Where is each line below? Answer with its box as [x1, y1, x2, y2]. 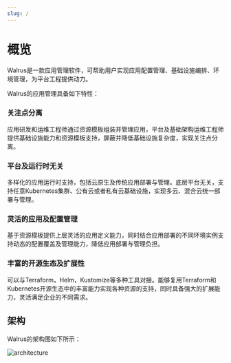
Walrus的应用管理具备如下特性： [7, 89, 100, 97]
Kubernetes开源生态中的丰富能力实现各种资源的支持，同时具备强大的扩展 [7, 284, 214, 293]
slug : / [7, 10, 30, 17]
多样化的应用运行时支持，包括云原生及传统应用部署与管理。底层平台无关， [7, 178, 218, 187]
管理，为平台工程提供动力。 [12, 74, 91, 83]
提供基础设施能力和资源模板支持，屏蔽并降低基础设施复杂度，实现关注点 [7, 134, 212, 142]
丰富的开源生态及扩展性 [7, 259, 85, 269]
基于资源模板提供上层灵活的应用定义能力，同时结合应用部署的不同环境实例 [7, 231, 218, 240]
